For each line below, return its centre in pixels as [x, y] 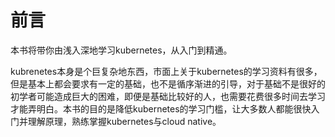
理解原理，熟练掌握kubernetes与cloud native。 [124, 121]
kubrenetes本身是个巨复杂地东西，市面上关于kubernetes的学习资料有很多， [166, 71]
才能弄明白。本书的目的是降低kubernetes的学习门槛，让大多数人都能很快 [161, 108]
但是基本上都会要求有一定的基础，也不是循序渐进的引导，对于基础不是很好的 [168, 83]
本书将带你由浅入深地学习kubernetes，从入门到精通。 [121, 50]
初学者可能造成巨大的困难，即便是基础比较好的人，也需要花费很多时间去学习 [168, 96]
